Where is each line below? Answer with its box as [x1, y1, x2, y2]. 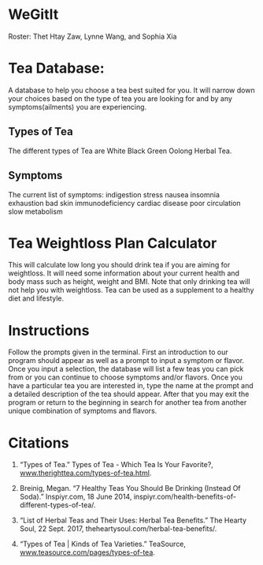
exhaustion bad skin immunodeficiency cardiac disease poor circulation [8, 198, 242, 208]
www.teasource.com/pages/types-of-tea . [19, 548, 156, 557]
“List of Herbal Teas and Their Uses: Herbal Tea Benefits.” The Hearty [19, 515, 246, 526]
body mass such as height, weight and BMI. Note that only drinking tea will [8, 277, 250, 286]
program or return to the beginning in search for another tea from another [8, 398, 247, 407]
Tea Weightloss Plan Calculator [8, 234, 217, 252]
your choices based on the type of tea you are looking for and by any [8, 93, 232, 103]
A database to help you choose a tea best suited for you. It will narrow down [8, 85, 255, 95]
